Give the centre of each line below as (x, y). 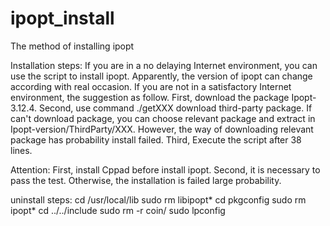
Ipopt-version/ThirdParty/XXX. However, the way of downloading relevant (162, 129)
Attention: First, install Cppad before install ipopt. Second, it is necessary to (165, 169)
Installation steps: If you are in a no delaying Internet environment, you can (164, 65)
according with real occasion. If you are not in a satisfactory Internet (151, 86)
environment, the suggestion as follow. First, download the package (150, 97)
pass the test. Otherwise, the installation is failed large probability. (146, 180)
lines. (21, 150)
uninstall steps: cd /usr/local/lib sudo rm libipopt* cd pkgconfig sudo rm (158, 199)
